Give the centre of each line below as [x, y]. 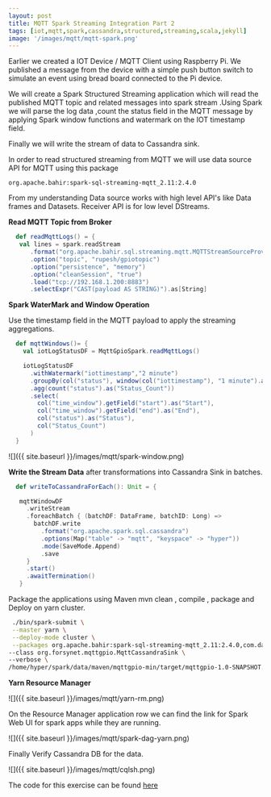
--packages [30, 645]
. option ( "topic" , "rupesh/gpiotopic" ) [95, 259]
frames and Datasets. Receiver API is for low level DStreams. [109, 207]
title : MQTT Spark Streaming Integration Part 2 [92, 23]
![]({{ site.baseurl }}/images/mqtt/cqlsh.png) [82, 770]
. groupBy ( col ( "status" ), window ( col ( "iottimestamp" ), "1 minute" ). [146, 381]
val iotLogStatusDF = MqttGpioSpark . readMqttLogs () [111, 352]
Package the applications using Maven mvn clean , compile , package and [131, 599]
